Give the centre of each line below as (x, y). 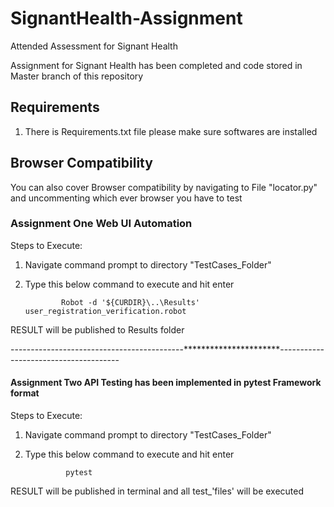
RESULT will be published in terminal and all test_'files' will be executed (157, 491)
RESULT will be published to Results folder (97, 329)
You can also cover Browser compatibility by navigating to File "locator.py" (164, 187)
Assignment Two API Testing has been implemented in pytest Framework (166, 383)
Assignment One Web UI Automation (101, 224)
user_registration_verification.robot (105, 311)
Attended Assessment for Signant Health (94, 46)
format (25, 393)
